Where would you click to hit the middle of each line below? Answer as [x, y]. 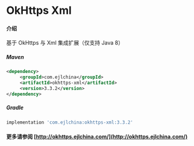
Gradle [15, 108]
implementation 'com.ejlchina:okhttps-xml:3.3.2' [70, 122]
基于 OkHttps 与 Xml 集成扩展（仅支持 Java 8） [65, 43]
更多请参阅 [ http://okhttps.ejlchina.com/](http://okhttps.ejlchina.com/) [97, 137]
